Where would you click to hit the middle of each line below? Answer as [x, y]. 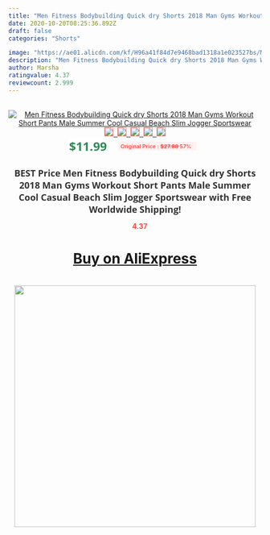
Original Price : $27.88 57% [156, 146]
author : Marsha [34, 68]
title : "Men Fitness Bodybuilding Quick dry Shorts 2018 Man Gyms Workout [136, 16]
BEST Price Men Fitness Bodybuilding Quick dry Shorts [135, 173]
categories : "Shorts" [45, 38]
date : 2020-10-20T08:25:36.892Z [62, 23]
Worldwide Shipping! [135, 209]
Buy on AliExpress [135, 259]
